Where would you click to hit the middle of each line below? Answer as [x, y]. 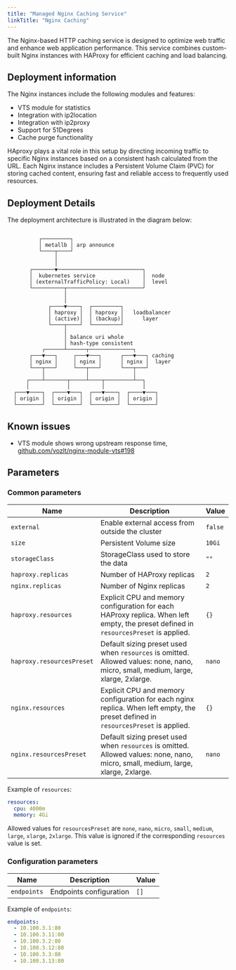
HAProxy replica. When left [145, 615]
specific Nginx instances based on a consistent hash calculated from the [112, 159]
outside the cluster [131, 531]
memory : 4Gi [31, 815]
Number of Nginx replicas [143, 585]
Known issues [39, 426]
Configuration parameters [53, 862]
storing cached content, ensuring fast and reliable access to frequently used [118, 173]
